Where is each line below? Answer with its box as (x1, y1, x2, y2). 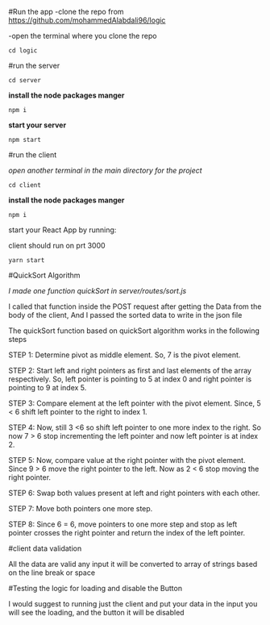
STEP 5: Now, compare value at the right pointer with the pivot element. (8, 456, 246, 465)
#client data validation (8, 544, 82, 553)
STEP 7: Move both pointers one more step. (8, 504, 153, 513)
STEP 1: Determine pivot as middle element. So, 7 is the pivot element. (8, 350, 241, 360)
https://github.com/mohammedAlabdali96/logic (8, 15, 166, 25)
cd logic (8, 47, 38, 55)
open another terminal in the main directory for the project (8, 165, 203, 175)
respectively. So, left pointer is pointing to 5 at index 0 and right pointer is (8, 374, 252, 384)
